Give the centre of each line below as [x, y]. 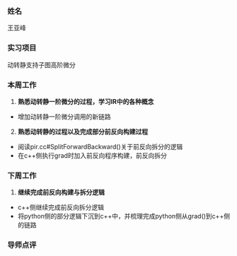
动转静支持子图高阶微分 [41, 64]
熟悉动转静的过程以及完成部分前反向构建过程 [83, 132]
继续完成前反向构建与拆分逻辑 [61, 192]
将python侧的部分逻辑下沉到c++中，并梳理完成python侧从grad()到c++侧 [124, 216]
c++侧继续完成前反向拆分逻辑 [61, 207]
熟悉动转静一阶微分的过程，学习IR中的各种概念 [86, 101]
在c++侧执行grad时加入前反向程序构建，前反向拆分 [92, 155]
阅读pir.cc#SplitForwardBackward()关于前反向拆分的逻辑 [100, 146]
